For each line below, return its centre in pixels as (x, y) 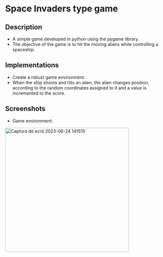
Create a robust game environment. (49, 77)
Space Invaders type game (62, 9)
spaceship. (24, 50)
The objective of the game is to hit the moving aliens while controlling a (85, 44)
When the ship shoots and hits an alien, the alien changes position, (81, 82)
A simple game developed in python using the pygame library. (76, 39)
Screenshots (25, 109)
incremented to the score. (39, 93)
